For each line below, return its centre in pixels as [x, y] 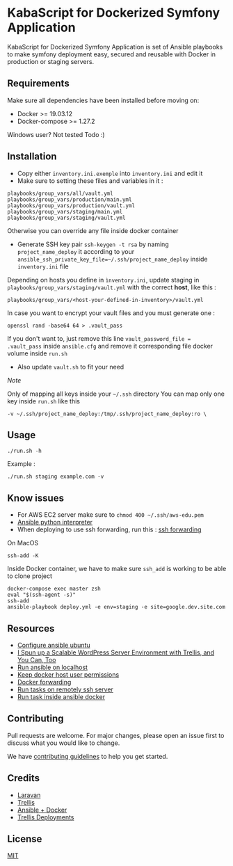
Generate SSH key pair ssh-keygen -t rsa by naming [93, 244]
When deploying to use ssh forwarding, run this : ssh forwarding [109, 529]
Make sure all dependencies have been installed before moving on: [103, 100]
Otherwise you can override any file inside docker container [93, 230]
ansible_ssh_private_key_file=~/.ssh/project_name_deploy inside [112, 259]
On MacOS [23, 543]
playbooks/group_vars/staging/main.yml [65, 211]
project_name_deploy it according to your [76, 251]
